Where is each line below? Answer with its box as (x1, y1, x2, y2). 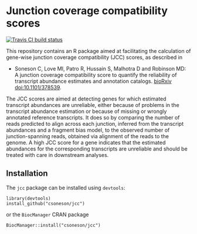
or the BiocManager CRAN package (6, 210, 89, 218)
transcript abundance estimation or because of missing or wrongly (6, 108, 167, 115)
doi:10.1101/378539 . (14, 83, 62, 91)
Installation (6, 169, 48, 179)
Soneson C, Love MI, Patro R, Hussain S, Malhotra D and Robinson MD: (14, 65, 186, 72)
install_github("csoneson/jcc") (6, 200, 85, 206)
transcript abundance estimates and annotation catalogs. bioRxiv (14, 78, 172, 85)
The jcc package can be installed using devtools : (6, 184, 125, 191)
